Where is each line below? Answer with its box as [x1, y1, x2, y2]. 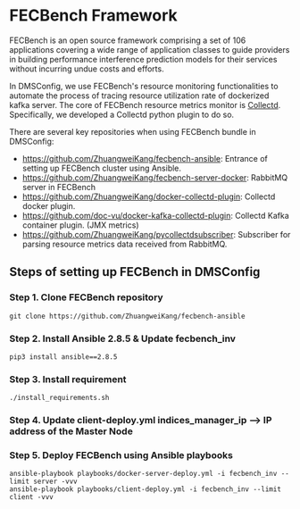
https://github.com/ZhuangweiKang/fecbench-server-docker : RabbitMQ [21, 171, 288, 183]
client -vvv [9, 493, 54, 502]
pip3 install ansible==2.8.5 [9, 352, 118, 362]
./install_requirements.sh [9, 394, 110, 403]
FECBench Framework [9, 5, 179, 26]
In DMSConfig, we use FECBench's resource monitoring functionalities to [9, 80, 279, 91]
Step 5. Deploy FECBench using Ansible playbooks [9, 449, 234, 462]
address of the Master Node [9, 425, 134, 438]
